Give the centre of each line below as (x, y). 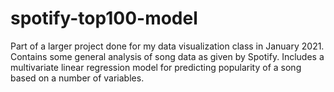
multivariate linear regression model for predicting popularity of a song (156, 67)
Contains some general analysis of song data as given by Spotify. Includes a (167, 56)
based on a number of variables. (77, 78)
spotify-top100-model (104, 18)
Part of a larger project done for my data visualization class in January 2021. (167, 46)
